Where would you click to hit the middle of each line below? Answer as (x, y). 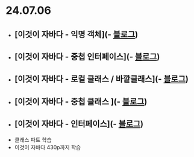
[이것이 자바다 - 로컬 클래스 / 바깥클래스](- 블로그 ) (102, 79)
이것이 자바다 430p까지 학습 (48, 147)
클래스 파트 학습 (33, 139)
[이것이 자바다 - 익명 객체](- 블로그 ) (76, 34)
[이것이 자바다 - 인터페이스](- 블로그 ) (79, 124)
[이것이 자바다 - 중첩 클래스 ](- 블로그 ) (81, 101)
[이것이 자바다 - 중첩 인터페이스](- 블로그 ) (87, 56)
